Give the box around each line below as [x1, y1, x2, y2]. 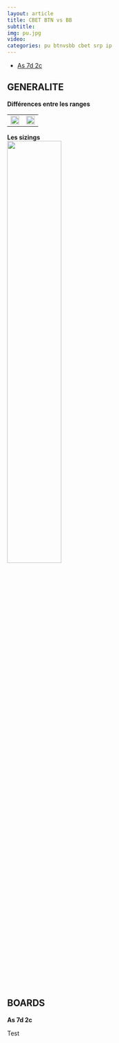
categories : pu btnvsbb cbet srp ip [7, 42, 112, 49]
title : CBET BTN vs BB [7, 17, 72, 24]
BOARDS [7, 997, 45, 1009]
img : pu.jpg [7, 29, 41, 37]
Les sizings [7, 133, 41, 141]
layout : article [7, 10, 54, 17]
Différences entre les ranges [7, 100, 91, 108]
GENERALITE [7, 81, 64, 93]
